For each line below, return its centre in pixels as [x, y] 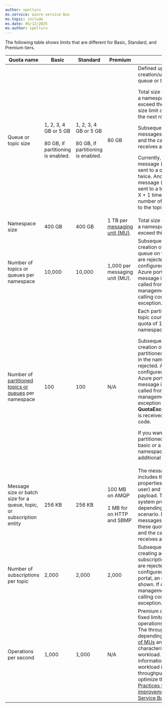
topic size [19, 144]
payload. [148, 496]
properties [150, 483]
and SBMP [119, 521]
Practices [149, 686]
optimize [148, 680]
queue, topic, [23, 505]
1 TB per [117, 221]
